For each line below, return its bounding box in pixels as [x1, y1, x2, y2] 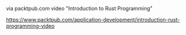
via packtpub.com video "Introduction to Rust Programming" [6, 5, 153, 12]
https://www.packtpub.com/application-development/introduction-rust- [6, 16, 180, 23]
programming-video [6, 23, 55, 29]
